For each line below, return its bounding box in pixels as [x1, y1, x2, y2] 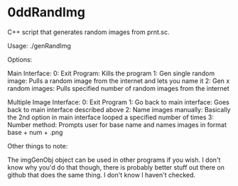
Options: [7, 55, 33, 64]
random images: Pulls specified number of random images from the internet [7, 84, 229, 92]
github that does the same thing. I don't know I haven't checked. [7, 170, 196, 179]
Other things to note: [7, 141, 68, 150]
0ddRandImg [7, 4, 85, 21]
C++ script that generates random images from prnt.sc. [7, 28, 170, 36]
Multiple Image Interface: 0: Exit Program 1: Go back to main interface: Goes [7, 97, 229, 106]
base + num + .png [7, 128, 63, 136]
